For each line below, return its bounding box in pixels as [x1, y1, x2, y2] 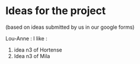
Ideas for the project [5, 4, 106, 18]
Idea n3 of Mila [13, 52, 50, 59]
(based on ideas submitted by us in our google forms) [5, 23, 135, 31]
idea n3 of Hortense [13, 46, 62, 53]
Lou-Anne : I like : [5, 35, 48, 42]
